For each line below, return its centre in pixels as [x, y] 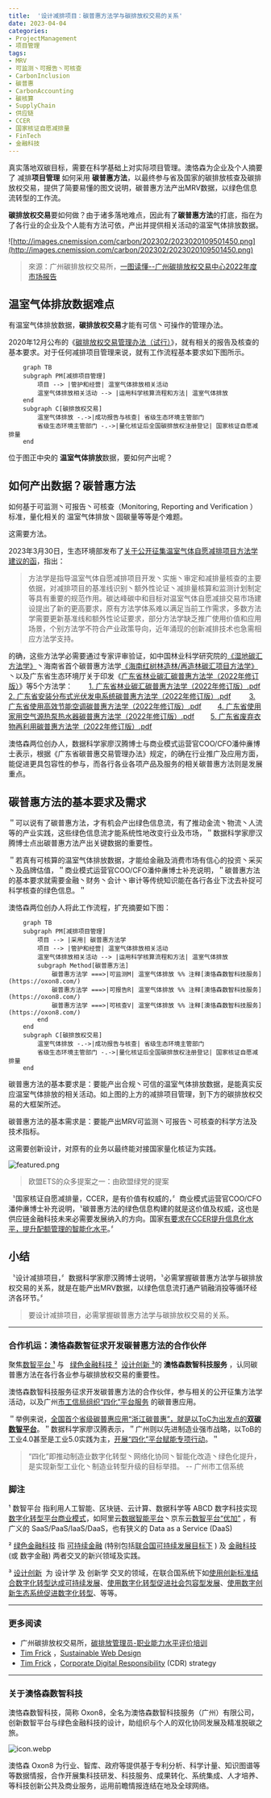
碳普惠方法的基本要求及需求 [77, 802]
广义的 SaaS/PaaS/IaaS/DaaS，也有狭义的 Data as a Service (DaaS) [121, 1528]
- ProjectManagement [43, 38]
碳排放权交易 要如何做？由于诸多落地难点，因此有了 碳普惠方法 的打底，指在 [132, 215]
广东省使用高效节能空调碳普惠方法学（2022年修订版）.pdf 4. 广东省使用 [135, 706]
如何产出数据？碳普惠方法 [72, 485]
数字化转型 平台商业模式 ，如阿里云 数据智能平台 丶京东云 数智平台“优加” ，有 [133, 1519]
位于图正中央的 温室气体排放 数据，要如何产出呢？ [91, 458]
